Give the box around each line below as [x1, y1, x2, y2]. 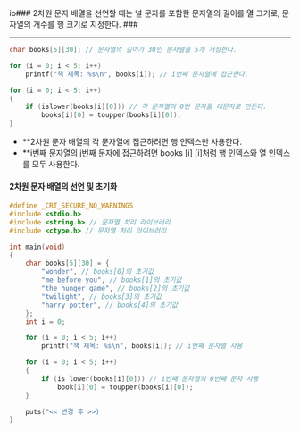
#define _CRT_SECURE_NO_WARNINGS [9, 201, 134, 210]
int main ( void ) [9, 242, 66, 251]
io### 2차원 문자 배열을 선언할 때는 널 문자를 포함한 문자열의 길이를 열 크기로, [9, 8, 280, 18]
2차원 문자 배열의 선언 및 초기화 [9, 181, 118, 191]
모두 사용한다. [31, 159, 80, 169]
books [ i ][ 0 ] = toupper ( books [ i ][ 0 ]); [41, 111, 182, 120]
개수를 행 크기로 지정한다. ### [32, 19, 138, 30]
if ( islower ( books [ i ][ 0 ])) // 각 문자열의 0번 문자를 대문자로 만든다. [25, 102, 268, 112]
